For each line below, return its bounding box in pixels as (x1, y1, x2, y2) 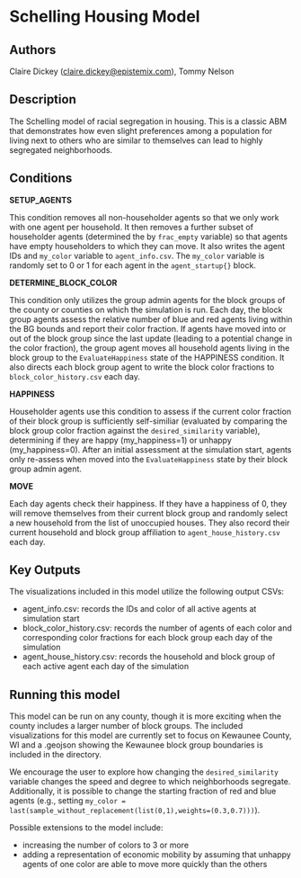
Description (9, 92, 76, 107)
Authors (9, 42, 57, 58)
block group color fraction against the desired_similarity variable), (9, 425, 261, 435)
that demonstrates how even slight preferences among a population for (9, 125, 273, 136)
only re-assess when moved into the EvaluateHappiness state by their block (9, 453, 288, 464)
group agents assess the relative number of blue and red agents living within (9, 313, 293, 325)
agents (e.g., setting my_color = (9, 795, 126, 806)
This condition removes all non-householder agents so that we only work (9, 211, 279, 222)
